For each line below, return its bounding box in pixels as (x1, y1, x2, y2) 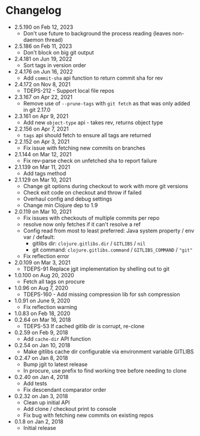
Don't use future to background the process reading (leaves (23, 29, 171, 37)
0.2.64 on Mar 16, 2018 (14, 316, 71, 323)
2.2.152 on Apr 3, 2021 (14, 138, 70, 145)
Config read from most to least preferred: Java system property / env (23, 227, 195, 234)
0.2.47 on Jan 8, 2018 (14, 354, 68, 361)
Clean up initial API (23, 399, 70, 406)
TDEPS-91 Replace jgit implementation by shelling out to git (23, 265, 170, 272)
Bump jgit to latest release (23, 361, 88, 368)
